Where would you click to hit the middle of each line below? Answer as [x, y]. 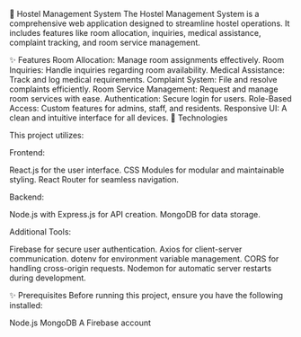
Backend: [27, 197]
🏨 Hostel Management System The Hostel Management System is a [134, 14]
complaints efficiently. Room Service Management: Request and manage [144, 89]
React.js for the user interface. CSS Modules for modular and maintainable [147, 170]
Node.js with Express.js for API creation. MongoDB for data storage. [135, 214]
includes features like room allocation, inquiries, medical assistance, [135, 33]
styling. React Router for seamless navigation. [94, 179]
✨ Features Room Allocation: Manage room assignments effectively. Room [147, 60]
